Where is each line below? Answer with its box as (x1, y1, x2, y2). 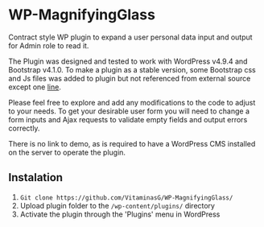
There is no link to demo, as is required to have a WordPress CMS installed (8, 138, 256, 148)
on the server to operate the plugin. (8, 147, 126, 157)
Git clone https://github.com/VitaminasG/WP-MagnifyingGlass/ (19, 193, 233, 202)
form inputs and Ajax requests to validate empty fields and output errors (8, 114, 248, 124)
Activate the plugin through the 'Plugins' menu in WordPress (19, 209, 221, 219)
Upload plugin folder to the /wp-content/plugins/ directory (19, 200, 216, 210)
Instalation (8, 171, 63, 184)
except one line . (8, 82, 62, 92)
